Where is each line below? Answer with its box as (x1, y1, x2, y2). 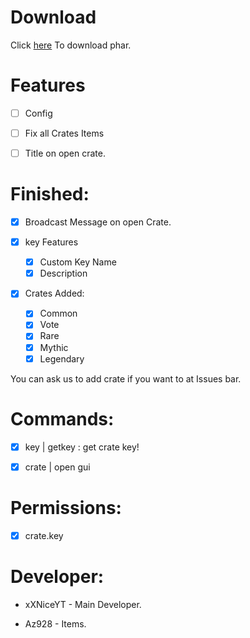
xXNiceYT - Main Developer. (24, 598, 142, 610)
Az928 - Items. (24, 617, 87, 630)
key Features (24, 236, 79, 248)
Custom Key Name (39, 256, 117, 268)
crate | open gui (24, 461, 91, 473)
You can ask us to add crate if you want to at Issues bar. (10, 372, 242, 385)
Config (24, 107, 53, 119)
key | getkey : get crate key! (24, 441, 140, 453)
